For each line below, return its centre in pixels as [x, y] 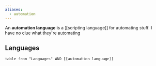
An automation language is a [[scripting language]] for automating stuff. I [78, 27]
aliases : [14, 9]
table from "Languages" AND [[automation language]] [59, 59]
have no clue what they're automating [43, 33]
